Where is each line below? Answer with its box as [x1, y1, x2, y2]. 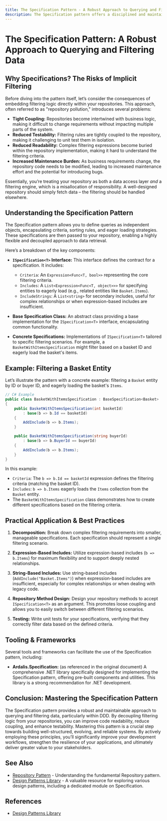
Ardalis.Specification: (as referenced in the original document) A [12, 664, 147, 669]
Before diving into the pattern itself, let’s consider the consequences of [5, 95, 151, 101]
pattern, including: [5, 654, 43, 660]
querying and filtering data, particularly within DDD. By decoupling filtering [5, 712, 158, 718]
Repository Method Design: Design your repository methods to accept [12, 596, 158, 602]
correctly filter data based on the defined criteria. [12, 621, 114, 627]
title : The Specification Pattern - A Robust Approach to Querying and [5, 7, 157, 12]
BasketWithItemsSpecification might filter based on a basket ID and [12, 344, 152, 350]
